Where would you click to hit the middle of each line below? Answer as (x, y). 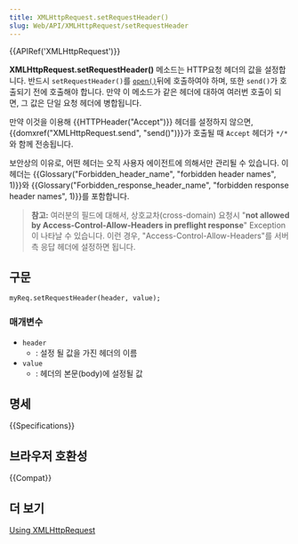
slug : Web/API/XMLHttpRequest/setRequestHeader (99, 26)
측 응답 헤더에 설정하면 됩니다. (83, 246)
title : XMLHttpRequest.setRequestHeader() (89, 17)
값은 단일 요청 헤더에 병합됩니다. (86, 102)
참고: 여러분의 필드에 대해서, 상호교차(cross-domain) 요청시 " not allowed (160, 215)
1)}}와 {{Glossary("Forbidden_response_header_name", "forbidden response (149, 185)
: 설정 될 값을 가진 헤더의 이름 (86, 353)
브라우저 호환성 (48, 456)
